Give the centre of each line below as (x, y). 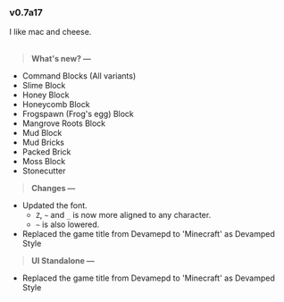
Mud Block (42, 133)
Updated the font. (54, 206)
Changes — (53, 189)
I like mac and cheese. (50, 32)
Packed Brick (46, 152)
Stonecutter (44, 171)
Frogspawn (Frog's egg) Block (78, 114)
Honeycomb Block (56, 105)
